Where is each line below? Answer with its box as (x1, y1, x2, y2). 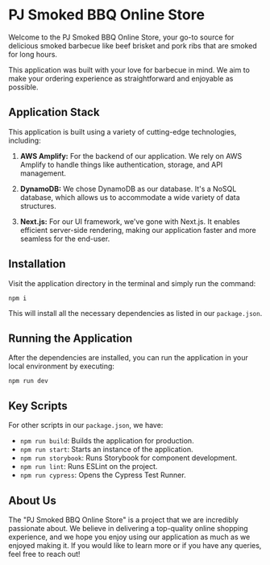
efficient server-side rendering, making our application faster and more (19, 225, 256, 235)
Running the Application (8, 331, 133, 345)
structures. (19, 201, 56, 210)
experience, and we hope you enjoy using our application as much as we (8, 532, 251, 542)
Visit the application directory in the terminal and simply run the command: (8, 278, 256, 288)
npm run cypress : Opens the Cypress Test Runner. (19, 470, 187, 480)
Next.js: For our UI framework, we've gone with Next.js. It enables (19, 216, 240, 226)
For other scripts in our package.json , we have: (8, 421, 164, 430)
